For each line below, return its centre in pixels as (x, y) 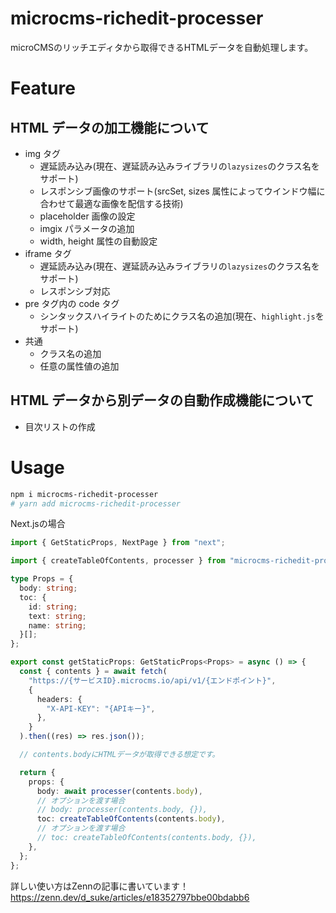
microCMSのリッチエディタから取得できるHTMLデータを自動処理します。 (162, 47)
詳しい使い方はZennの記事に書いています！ (100, 886)
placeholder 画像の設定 (87, 216)
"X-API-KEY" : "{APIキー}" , (101, 708)
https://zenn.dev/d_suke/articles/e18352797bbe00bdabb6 (130, 897)
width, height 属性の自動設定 (98, 241)
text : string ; (57, 616)
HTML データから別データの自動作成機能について (162, 400)
